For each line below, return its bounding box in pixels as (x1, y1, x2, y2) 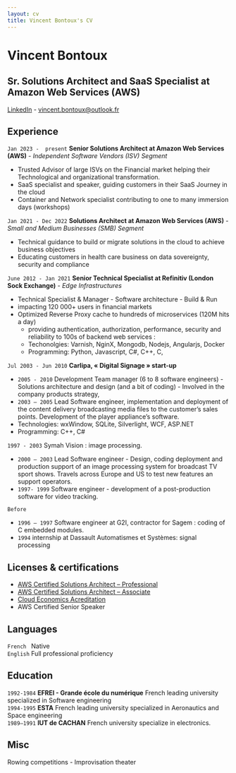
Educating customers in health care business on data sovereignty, (17, 253, 210, 261)
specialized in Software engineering (7, 696, 111, 705)
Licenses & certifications (7, 561, 119, 573)
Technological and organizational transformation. (17, 173, 161, 181)
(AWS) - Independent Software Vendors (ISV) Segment (7, 152, 168, 160)
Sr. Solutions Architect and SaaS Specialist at (7, 76, 210, 88)
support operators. (17, 477, 73, 486)
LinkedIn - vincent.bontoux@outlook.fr (7, 105, 120, 114)
